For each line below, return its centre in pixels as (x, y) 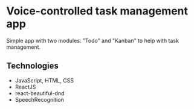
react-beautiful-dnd (40, 93)
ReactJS (25, 87)
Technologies (33, 66)
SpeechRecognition (40, 99)
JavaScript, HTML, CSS (44, 80)
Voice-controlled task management (97, 11)
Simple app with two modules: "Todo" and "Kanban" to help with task (93, 40)
